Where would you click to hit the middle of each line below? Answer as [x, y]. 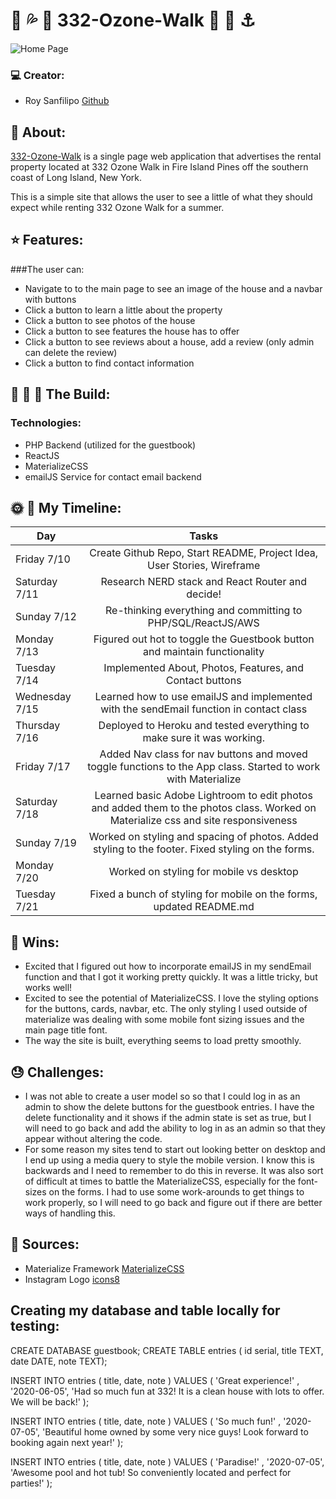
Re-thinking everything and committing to [203, 611]
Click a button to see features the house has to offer [132, 331]
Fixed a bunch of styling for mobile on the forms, [203, 894]
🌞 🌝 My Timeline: [66, 507]
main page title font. [66, 1030]
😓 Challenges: [57, 1072]
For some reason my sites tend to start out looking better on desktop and [175, 1149]
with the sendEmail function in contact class [204, 709]
